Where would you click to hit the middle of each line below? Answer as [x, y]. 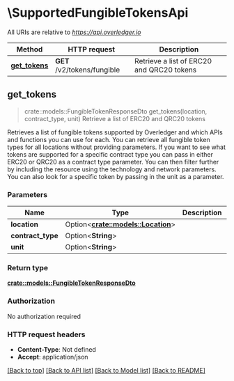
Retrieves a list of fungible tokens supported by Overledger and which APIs [115, 132]
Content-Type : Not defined [56, 349]
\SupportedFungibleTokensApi [98, 13]
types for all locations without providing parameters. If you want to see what [117, 147]
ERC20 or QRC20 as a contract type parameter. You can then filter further [113, 162]
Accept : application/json [53, 357]
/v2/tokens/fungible [88, 70]
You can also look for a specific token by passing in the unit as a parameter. [116, 176]
